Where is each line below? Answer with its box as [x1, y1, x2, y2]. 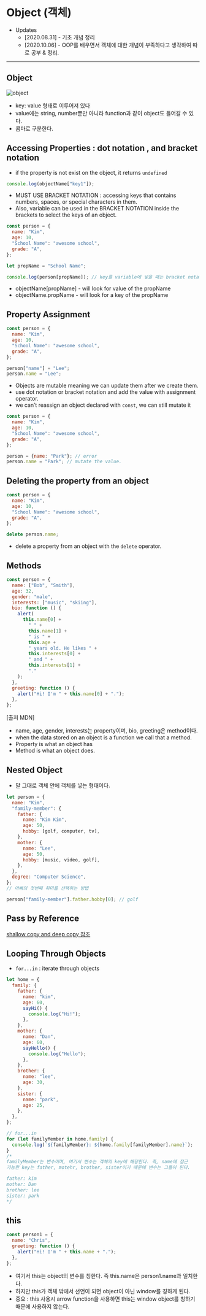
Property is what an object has [15, 741, 93, 748]
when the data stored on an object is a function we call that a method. [15, 734, 192, 741]
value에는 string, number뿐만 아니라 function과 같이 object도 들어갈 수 [15, 109, 188, 117]
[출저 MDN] [6, 714, 35, 721]
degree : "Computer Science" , [12, 874, 86, 880]
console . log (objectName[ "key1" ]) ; [6, 180, 95, 187]
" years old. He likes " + [28, 645, 97, 651]
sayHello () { [22, 1045, 56, 1051]
